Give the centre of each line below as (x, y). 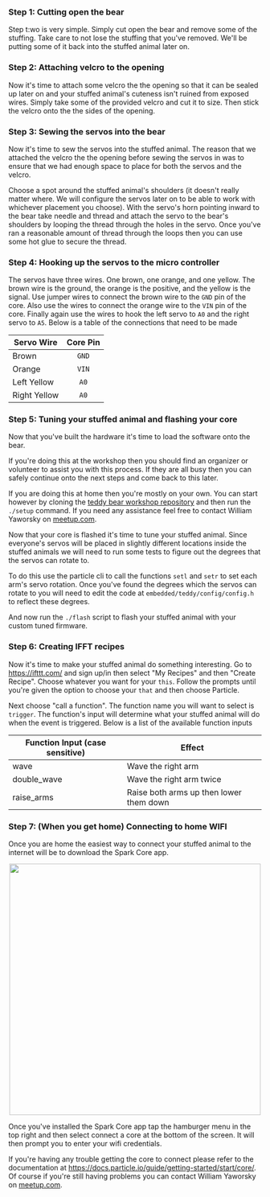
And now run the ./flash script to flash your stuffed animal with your (123, 617)
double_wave (37, 779)
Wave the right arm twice (174, 779)
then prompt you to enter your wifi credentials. (85, 1144)
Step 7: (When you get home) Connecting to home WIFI (118, 826)
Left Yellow (33, 382)
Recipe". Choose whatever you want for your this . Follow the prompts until (132, 681)
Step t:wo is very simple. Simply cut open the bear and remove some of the (133, 30)
